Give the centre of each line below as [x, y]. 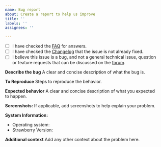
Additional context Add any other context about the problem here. [72, 140]
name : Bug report [23, 10]
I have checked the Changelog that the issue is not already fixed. [78, 51]
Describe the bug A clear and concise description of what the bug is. [75, 72]
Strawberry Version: [32, 130]
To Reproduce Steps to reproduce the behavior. [54, 82]
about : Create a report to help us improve [50, 14]
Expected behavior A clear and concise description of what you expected [80, 91]
